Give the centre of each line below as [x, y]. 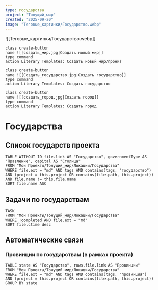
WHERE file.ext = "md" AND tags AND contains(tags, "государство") [78, 171]
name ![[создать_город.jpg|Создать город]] [52, 98]
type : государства [25, 10]
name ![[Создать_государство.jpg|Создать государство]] [66, 75]
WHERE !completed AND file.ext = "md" [46, 220]
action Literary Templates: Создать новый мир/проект [64, 62]
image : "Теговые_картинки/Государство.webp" [53, 24]
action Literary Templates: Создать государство [58, 84]
